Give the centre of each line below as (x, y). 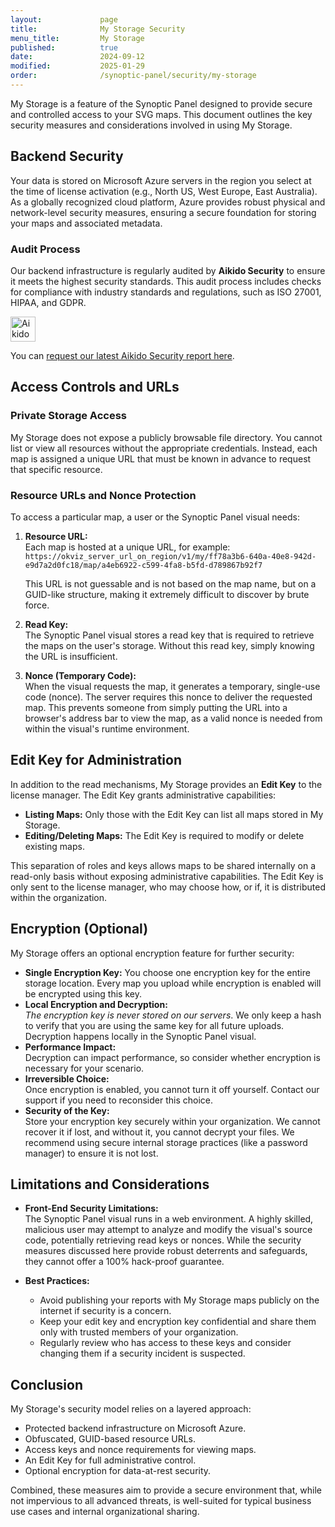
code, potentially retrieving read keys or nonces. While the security (163, 1240)
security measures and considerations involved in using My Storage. (151, 125)
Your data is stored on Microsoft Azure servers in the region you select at (161, 180)
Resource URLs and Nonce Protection (103, 495)
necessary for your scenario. (84, 1068)
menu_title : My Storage (77, 38)
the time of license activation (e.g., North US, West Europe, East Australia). (164, 191)
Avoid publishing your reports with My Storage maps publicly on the (179, 1300)
